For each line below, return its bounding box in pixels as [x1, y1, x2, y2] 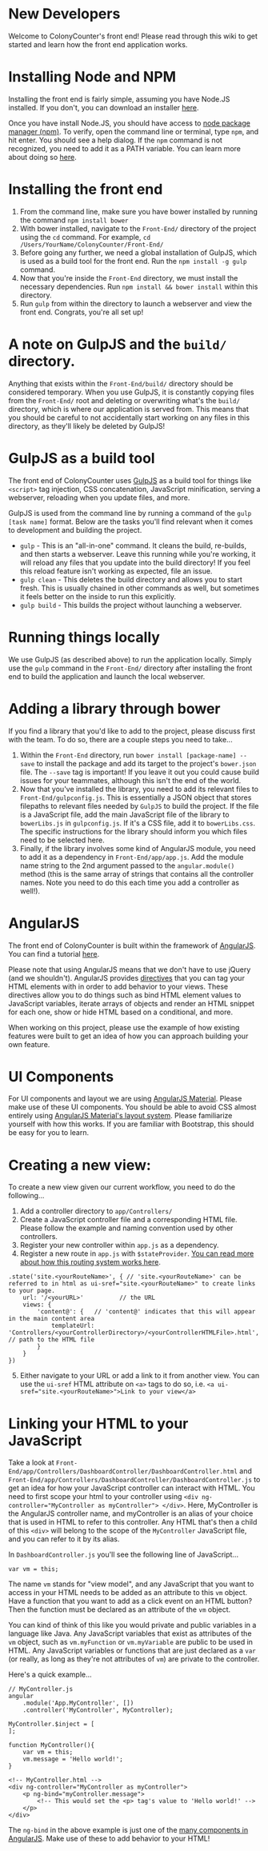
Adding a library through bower [8, 699, 221, 718]
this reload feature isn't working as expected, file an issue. [19, 566, 213, 576]
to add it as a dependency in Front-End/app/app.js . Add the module [19, 852, 244, 862]
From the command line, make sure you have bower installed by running [19, 206, 258, 216]
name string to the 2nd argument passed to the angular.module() [19, 861, 235, 870]
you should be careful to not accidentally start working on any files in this [8, 413, 250, 422]
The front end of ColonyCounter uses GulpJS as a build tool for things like [8, 475, 252, 485]
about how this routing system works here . [19, 1257, 162, 1267]
